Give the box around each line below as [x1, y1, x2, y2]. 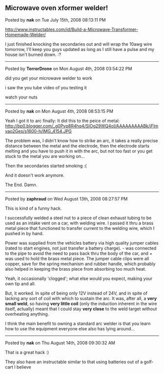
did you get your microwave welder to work [5, 75, 93, 81]
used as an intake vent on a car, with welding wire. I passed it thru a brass [5, 220, 154, 226]
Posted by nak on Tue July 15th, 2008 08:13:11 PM [5, 17, 106, 23]
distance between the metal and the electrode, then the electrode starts [5, 143, 150, 149]
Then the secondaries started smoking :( [5, 163, 87, 169]
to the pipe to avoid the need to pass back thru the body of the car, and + [5, 250, 153, 256]
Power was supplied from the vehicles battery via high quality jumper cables [5, 240, 159, 246]
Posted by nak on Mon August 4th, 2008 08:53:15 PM [5, 108, 114, 114]
